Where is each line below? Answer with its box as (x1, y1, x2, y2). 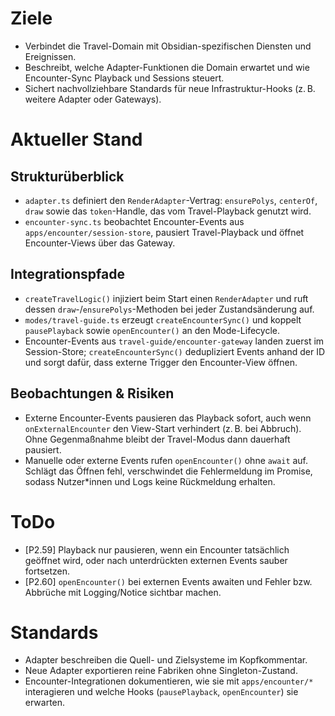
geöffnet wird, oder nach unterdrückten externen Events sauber (24, 554, 288, 566)
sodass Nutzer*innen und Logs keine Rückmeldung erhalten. (24, 475, 276, 487)
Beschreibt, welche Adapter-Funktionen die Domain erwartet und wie (24, 61, 310, 73)
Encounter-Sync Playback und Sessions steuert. (24, 72, 225, 84)
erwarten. (24, 697, 66, 709)
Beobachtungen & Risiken (10, 385, 175, 402)
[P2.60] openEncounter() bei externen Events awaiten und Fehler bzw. (24, 575, 313, 587)
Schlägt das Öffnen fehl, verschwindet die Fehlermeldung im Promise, (24, 465, 313, 477)
